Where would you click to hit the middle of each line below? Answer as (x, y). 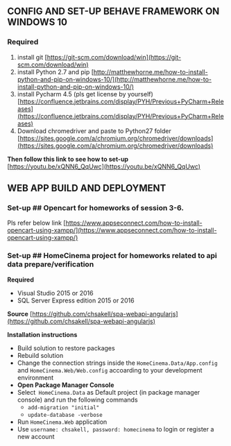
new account (36, 436)
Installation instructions (42, 334)
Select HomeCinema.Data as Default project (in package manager (109, 392)
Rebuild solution (40, 355)
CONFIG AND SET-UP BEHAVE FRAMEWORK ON (113, 11)
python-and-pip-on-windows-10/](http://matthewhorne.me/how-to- (114, 79)
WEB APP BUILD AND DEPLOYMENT (87, 188)
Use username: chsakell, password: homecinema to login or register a (115, 429)
